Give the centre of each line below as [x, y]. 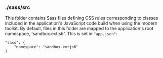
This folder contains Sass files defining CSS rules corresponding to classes [81, 18]
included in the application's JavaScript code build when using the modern [81, 23]
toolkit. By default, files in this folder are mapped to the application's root [79, 29]
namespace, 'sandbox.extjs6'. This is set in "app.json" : [61, 34]
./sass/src [18, 7]
